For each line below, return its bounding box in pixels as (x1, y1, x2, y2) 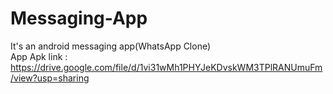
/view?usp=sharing (10, 72, 90, 84)
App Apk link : (10, 50, 68, 62)
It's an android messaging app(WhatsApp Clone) (10, 40, 212, 52)
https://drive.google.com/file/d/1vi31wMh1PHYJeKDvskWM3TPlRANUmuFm (10, 61, 323, 73)
